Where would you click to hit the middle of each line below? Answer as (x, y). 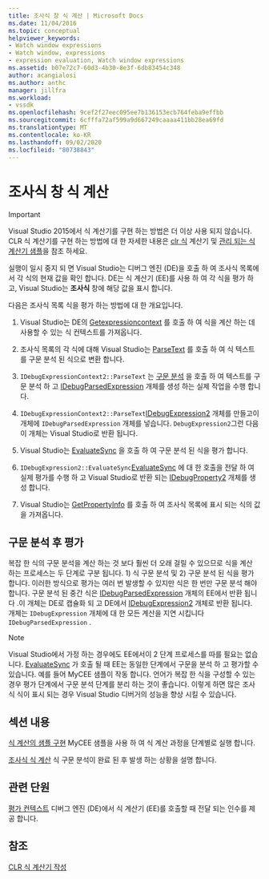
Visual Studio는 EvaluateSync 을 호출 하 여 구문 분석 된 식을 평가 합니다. (134, 450)
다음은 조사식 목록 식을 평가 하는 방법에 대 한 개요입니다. (96, 305)
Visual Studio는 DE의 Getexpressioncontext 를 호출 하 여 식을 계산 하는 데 (137, 322)
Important (24, 215)
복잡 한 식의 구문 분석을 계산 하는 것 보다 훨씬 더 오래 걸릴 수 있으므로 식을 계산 (131, 563)
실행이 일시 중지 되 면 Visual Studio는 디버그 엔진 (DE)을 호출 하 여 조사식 (123, 268)
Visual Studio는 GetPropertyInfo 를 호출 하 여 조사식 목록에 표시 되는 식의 (136, 505)
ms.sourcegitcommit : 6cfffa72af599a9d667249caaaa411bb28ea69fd (116, 120)
